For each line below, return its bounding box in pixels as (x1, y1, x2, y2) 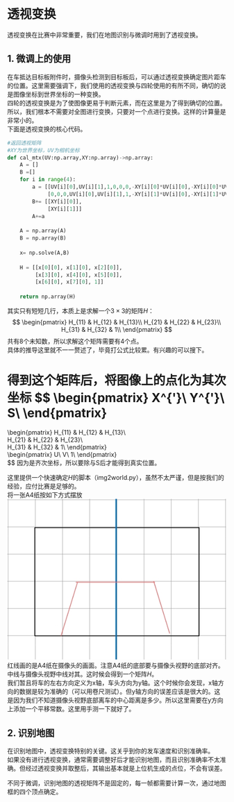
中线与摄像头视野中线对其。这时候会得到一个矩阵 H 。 (7, 670, 158, 678)
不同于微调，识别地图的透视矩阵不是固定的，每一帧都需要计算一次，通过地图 (7, 778, 226, 787)
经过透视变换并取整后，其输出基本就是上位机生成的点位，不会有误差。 (25, 764, 226, 772)
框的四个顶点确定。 (7, 787, 62, 796)
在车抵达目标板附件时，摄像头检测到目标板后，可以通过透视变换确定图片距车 (7, 72, 226, 81)
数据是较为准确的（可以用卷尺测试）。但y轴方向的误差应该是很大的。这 (19, 687, 221, 696)
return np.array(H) (19, 293, 76, 301)
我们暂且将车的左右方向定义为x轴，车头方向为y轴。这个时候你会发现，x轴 (7, 678, 219, 687)
